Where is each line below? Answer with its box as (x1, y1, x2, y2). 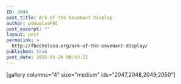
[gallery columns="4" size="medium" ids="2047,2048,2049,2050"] (6, 71, 176, 78)
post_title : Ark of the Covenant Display (6, 15, 113, 21)
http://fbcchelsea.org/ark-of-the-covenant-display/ (12, 43, 148, 49)
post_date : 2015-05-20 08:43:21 (6, 54, 88, 60)
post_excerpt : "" (6, 26, 50, 32)
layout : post (6, 32, 39, 38)
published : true (6, 49, 47, 55)
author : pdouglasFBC (6, 20, 59, 26)
